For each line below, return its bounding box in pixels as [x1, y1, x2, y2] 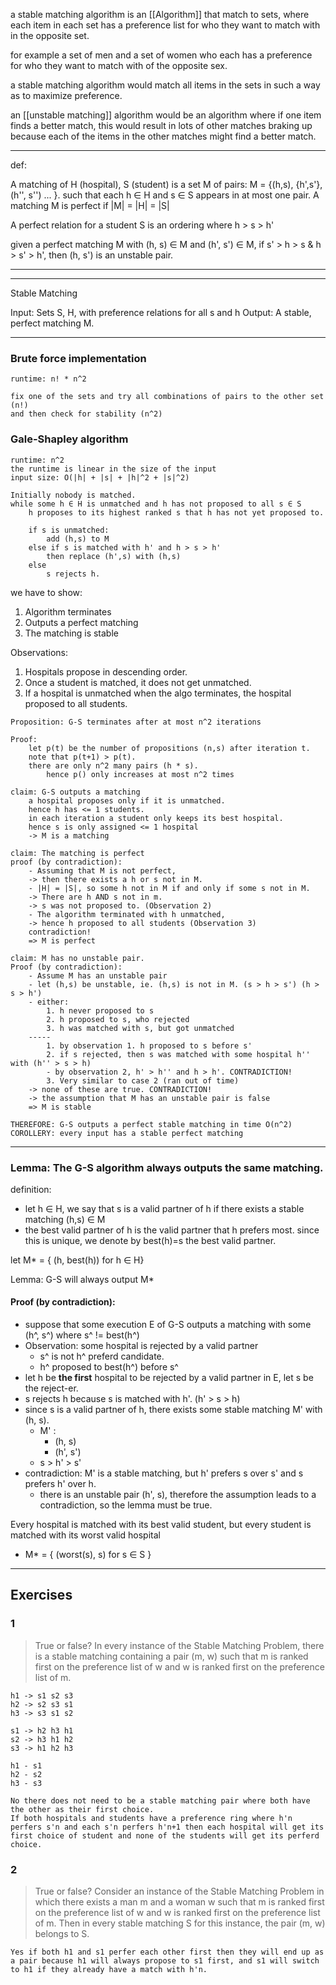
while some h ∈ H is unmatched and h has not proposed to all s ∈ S [10, 499, 302, 509]
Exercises [10, 1587, 73, 1604]
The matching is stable [24, 627, 119, 639]
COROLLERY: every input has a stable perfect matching [10, 1128, 244, 1138]
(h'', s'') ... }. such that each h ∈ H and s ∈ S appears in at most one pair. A [10, 189, 320, 201]
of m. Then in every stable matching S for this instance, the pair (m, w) [34, 1917, 326, 1929]
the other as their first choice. [10, 1804, 155, 1814]
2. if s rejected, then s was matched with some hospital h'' [46, 1049, 311, 1059]
